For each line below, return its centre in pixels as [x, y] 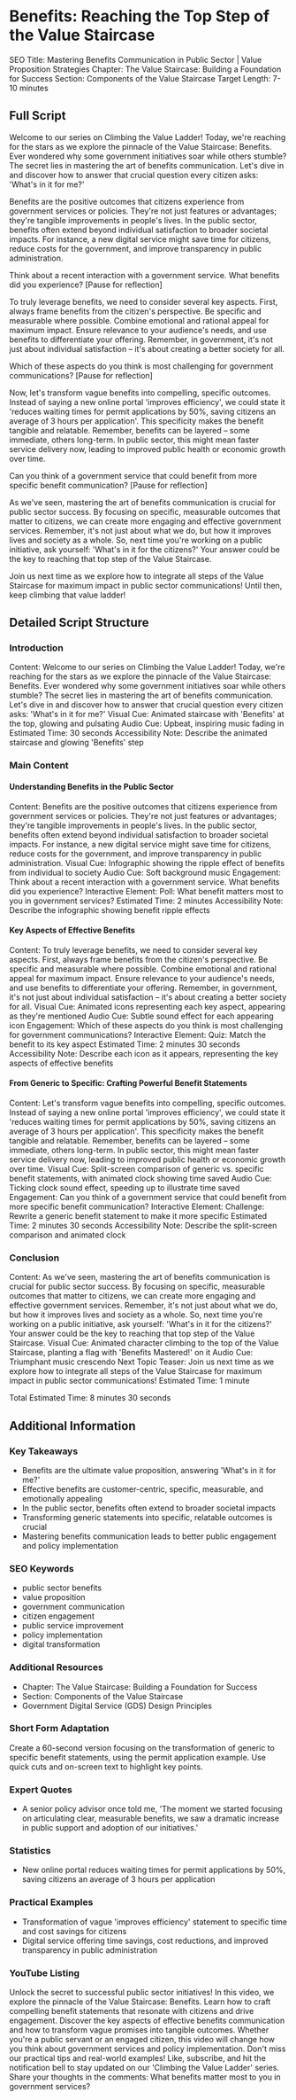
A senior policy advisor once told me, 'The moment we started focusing [152, 1809]
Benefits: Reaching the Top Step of [140, 16]
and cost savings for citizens [74, 1931]
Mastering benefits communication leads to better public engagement [149, 1536]
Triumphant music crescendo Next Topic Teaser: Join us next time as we [142, 1362]
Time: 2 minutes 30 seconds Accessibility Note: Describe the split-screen [143, 1225]
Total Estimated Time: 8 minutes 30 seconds [90, 1398]
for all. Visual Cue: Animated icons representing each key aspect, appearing [147, 1006]
